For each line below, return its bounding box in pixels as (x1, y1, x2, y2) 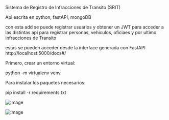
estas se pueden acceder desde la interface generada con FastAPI (5, 45, 146, 50)
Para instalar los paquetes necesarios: (5, 80, 86, 85)
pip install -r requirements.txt (5, 89, 66, 96)
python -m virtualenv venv (5, 70, 61, 76)
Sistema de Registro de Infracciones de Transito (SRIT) (5, 5, 121, 10)
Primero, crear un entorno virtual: (5, 60, 76, 66)
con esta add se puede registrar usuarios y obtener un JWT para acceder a (5, 24, 164, 30)
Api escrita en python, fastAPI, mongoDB (5, 14, 91, 20)
